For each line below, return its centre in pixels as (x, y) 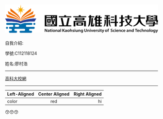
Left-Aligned (21, 94)
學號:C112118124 (21, 53)
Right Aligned (88, 94)
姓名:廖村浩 (16, 64)
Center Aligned (54, 94)
